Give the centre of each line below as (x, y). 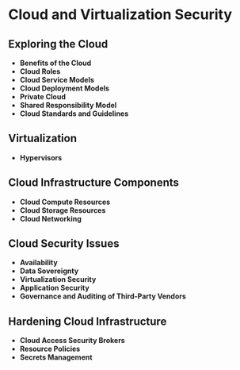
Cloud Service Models (57, 80)
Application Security (54, 288)
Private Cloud (42, 96)
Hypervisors (41, 157)
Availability (38, 263)
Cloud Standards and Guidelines (74, 114)
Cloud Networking (50, 218)
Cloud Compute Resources (65, 202)
